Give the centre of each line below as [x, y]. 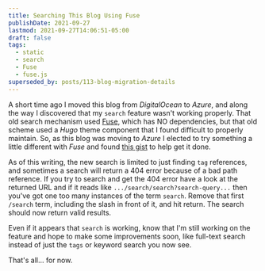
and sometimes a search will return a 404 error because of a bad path [123, 170]
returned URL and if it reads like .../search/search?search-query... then [128, 187]
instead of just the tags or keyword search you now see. [100, 244]
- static [30, 52]
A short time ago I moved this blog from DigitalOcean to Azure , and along [128, 105]
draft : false [30, 38]
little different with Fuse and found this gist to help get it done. [110, 147]
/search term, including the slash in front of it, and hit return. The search [126, 204]
